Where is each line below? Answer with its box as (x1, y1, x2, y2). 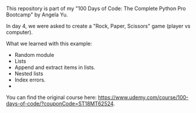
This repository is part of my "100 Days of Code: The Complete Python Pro (6, 5, 186, 12)
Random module (14, 52, 54, 58)
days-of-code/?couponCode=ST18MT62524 (6, 100, 114, 107)
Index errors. (14, 76, 46, 83)
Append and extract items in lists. (14, 64, 95, 71)
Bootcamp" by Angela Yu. (6, 11, 68, 18)
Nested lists (14, 70, 44, 77)
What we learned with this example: (6, 40, 92, 47)
